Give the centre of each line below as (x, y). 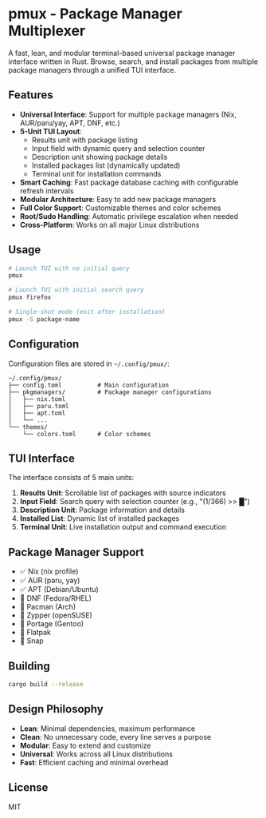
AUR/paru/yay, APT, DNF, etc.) (70, 123)
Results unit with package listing (84, 140)
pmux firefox (30, 298)
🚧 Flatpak (35, 633)
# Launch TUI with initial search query (76, 290)
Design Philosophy (56, 709)
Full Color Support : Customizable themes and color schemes (120, 208)
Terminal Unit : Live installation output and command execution (123, 527)
